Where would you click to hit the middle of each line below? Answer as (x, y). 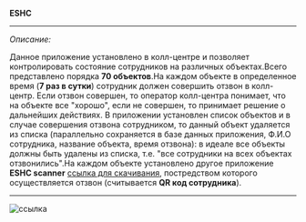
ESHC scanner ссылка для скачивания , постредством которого (133, 173)
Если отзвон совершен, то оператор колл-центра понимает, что (161, 96)
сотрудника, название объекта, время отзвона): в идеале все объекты (147, 144)
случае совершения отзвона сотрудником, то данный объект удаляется (150, 125)
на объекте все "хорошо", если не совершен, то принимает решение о (148, 105)
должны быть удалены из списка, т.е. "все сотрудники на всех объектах (151, 153)
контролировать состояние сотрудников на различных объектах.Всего (148, 66)
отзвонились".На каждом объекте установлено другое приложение (142, 163)
